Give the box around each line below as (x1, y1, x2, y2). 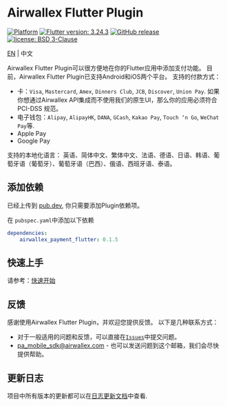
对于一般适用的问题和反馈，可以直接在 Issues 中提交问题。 (17, 333, 181, 341)
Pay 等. (17, 121, 35, 130)
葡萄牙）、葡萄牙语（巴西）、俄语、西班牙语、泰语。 (30, 159, 176, 168)
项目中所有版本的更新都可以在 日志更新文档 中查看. (7, 392, 148, 400)
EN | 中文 (7, 49, 33, 57)
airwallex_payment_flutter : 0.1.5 (19, 236, 118, 243)
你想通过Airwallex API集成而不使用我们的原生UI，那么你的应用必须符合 (17, 95, 218, 104)
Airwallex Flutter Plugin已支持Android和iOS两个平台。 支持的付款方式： (19, 72, 221, 81)
